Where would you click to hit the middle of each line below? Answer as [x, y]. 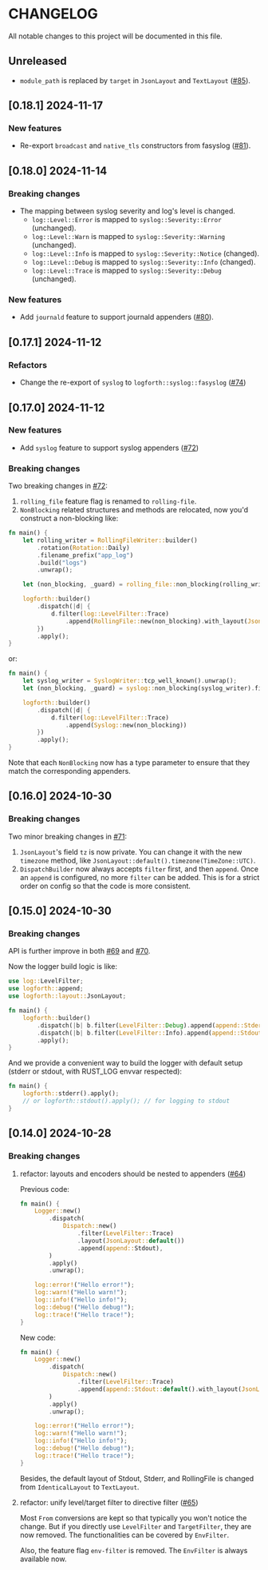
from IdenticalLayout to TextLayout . [79, 1487]
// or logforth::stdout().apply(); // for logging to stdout [126, 1101]
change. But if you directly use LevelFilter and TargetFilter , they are [136, 1526]
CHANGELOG [53, 14]
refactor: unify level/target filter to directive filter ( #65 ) [109, 1502]
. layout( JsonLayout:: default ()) [131, 1241]
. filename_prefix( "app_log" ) [85, 555]
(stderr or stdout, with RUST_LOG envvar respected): [95, 1071]
